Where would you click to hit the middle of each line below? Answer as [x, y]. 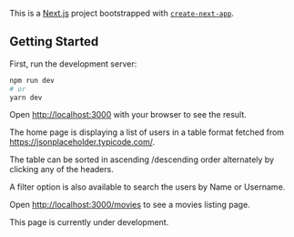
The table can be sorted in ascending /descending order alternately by [142, 160]
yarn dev [26, 98]
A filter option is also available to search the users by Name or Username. [147, 187]
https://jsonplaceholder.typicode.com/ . [82, 142]
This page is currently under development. [89, 222]
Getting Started [54, 41]
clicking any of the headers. [61, 170]
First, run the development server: [73, 64]
